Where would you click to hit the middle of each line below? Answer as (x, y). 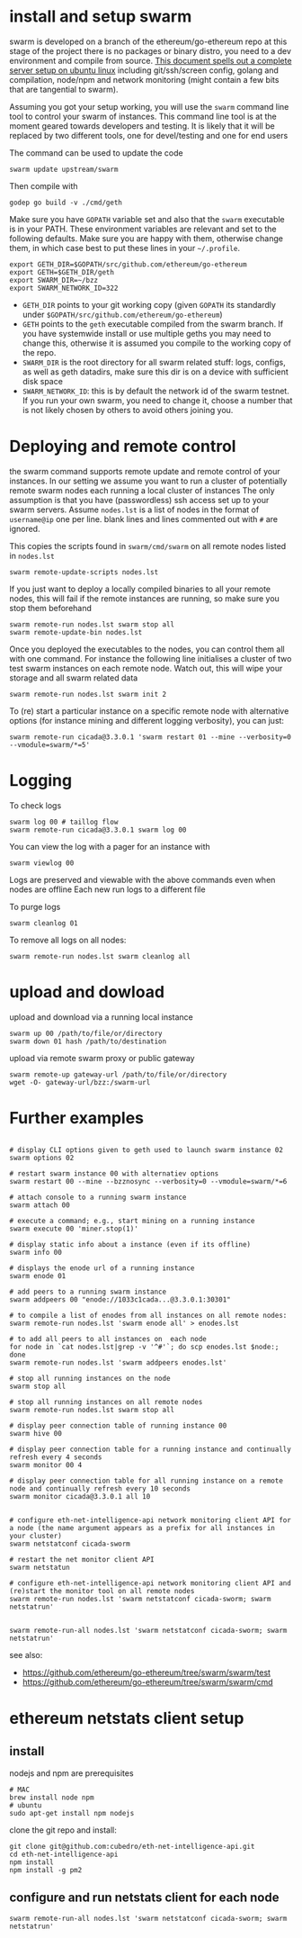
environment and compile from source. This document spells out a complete (151, 60)
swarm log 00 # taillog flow (64, 822)
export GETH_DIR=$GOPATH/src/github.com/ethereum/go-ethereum (128, 264)
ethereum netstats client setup (127, 1718)
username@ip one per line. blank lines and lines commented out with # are (144, 518)
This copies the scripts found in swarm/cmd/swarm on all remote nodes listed (148, 545)
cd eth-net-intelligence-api (64, 1854)
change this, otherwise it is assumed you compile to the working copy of (157, 343)
